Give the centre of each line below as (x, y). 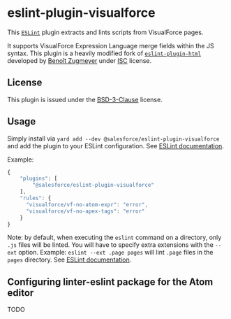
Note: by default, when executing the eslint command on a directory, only (114, 238)
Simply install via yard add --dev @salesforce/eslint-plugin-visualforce (113, 139)
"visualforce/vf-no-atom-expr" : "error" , (87, 204)
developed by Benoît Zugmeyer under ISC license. (80, 60)
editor (21, 293)
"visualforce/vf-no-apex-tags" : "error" (85, 211)
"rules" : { (36, 198)
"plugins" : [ (39, 179)
